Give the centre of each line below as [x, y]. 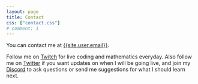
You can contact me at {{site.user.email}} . [58, 45]
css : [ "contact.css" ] [33, 23]
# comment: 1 [22, 28]
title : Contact [25, 17]
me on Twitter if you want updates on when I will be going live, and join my [98, 63]
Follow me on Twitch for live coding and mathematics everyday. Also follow [99, 57]
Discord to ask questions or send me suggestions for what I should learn [96, 70]
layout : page [22, 12]
